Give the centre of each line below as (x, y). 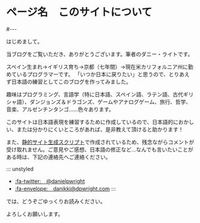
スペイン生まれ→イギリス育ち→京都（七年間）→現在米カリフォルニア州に (97, 67)
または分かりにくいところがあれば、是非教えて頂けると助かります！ (100, 129)
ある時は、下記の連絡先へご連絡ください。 (59, 157)
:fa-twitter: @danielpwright (50, 181)
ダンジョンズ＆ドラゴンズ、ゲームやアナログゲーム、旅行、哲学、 (110, 101)
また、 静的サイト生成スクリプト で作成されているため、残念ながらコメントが (100, 142)
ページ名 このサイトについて (79, 12)
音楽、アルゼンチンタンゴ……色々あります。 (60, 109)
